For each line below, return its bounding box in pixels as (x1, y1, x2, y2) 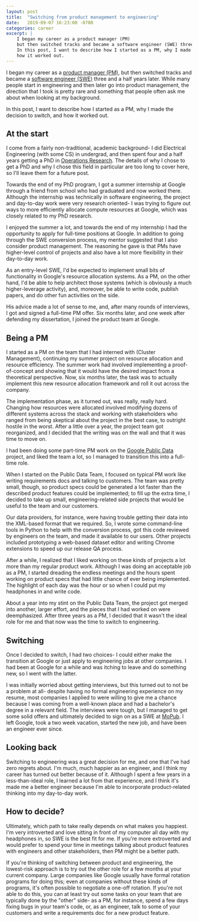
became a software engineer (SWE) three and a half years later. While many (6, 75, 190, 82)
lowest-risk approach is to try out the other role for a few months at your (6, 865, 181, 872)
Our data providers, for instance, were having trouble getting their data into (6, 514, 189, 521)
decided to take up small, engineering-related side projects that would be (6, 496, 184, 503)
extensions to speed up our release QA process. (6, 545, 123, 553)
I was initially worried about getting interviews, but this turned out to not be (6, 681, 189, 689)
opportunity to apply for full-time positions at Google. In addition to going (6, 230, 184, 237)
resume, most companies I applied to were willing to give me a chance (6, 694, 177, 701)
